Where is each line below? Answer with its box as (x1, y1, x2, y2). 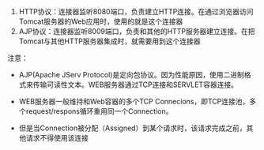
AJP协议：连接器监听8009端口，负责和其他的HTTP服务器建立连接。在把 (18, 27, 255, 36)
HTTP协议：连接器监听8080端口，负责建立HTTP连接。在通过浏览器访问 (18, 7, 254, 16)
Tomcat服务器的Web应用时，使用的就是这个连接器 (18, 17, 183, 26)
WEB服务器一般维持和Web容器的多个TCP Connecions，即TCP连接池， (18, 97, 250, 106)
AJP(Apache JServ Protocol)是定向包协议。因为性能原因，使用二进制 (18, 70, 244, 79)
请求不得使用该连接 (25, 133, 89, 142)
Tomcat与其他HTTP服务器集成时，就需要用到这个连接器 (18, 36, 201, 46)
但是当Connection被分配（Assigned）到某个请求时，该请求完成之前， (18, 123, 247, 133)
